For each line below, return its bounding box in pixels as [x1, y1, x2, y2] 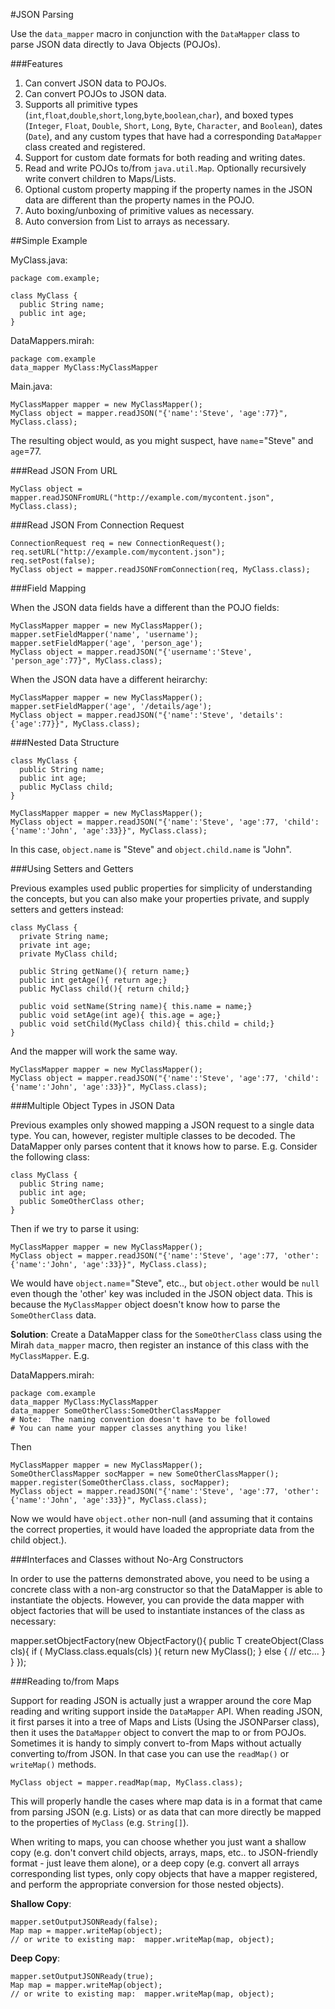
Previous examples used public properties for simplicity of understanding [10, 882, 313, 894]
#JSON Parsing [10, 9, 74, 20]
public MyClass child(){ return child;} [19, 984, 190, 994]
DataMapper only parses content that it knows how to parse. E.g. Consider [10, 1140, 318, 1152]
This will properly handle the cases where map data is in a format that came [10, 1795, 323, 1807]
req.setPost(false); [10, 556, 97, 566]
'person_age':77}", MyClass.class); [10, 656, 163, 666]
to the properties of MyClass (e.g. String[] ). [10, 1817, 190, 1828]
